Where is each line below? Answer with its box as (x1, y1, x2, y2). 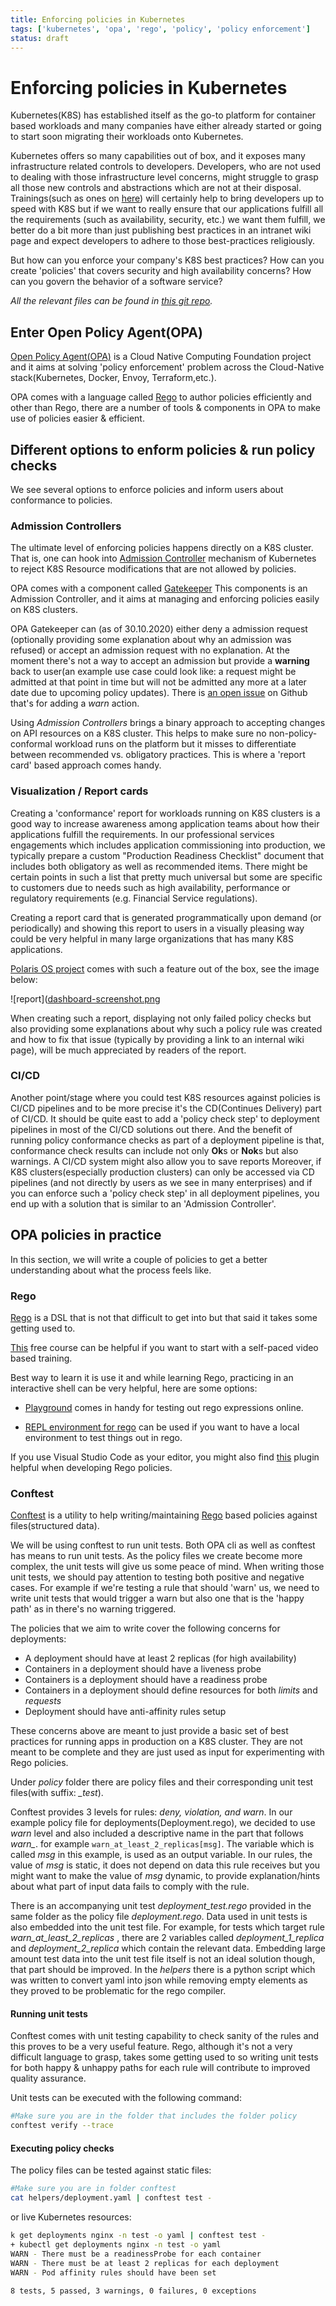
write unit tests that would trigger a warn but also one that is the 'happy (10, 1592, 305, 1605)
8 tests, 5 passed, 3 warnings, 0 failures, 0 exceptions (10, 2286, 257, 2296)
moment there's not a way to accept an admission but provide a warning (10, 655, 310, 667)
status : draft (10, 33, 70, 43)
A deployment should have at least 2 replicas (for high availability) (24, 1652, 297, 1665)
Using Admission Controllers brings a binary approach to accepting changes (10, 717, 326, 729)
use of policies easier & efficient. (10, 412, 145, 425)
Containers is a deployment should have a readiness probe (24, 1674, 268, 1686)
